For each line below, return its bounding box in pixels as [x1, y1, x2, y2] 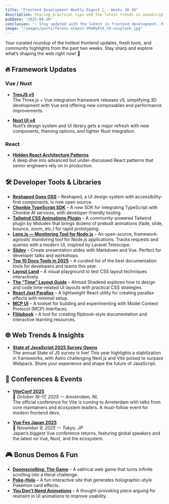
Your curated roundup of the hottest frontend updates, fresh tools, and [5, 40, 152, 46]
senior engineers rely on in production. [12, 163, 93, 169]
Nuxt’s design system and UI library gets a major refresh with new [12, 123, 149, 129]
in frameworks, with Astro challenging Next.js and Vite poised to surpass [12, 355, 163, 361]
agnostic [12, 236, 31, 242]
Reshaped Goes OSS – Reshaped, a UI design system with [12, 193, 134, 199]
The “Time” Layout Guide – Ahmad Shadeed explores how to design [12, 279, 155, 285]
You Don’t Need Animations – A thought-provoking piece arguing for [12, 488, 156, 494]
